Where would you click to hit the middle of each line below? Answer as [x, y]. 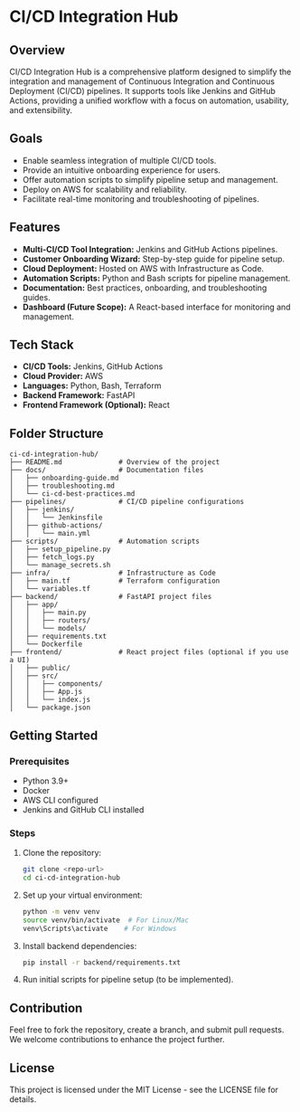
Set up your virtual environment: [82, 895]
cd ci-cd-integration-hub [71, 878]
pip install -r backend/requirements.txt [102, 962]
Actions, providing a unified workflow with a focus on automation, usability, [149, 100]
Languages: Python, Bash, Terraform [92, 385]
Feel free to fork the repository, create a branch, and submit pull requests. [147, 1030]
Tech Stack [42, 345]
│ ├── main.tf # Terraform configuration [115, 581]
